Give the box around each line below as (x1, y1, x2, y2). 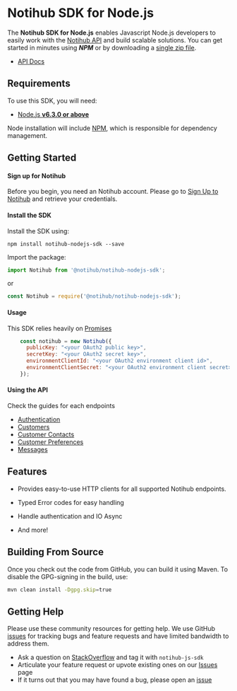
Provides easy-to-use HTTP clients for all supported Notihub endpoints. (17, 484, 227, 493)
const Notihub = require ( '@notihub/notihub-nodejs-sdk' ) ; (7, 293, 181, 300)
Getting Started (7, 152, 77, 164)
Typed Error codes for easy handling (17, 498, 125, 506)
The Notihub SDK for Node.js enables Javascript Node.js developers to (7, 28, 217, 37)
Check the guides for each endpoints (7, 401, 115, 410)
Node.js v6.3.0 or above (17, 110, 90, 118)
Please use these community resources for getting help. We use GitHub (7, 625, 216, 633)
